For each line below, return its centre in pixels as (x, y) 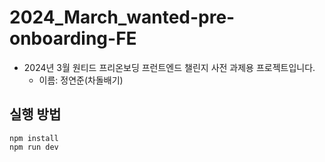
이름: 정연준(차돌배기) (81, 80)
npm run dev (34, 147)
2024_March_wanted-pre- (122, 17)
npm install (34, 138)
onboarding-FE (73, 38)
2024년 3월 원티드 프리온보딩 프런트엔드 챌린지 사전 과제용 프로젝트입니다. (169, 67)
